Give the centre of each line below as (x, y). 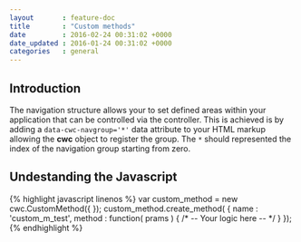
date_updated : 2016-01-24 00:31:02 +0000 (91, 43)
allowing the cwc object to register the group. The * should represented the (150, 139)
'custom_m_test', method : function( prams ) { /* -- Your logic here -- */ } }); (151, 218)
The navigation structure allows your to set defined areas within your (138, 110)
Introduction (45, 88)
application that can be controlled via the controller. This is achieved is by (146, 120)
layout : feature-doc (63, 18)
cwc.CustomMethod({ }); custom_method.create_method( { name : (134, 208)
